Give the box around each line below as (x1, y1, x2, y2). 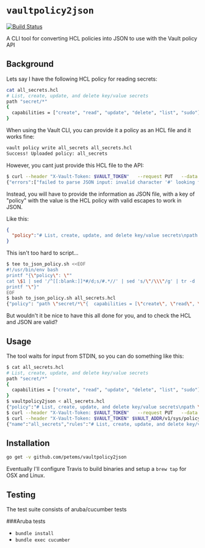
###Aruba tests (6, 517, 46, 525)
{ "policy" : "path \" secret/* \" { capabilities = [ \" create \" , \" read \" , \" (6, 301, 203, 307)
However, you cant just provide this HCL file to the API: (6, 161, 145, 169)
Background (6, 59, 54, 69)
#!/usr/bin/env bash (6, 267, 59, 273)
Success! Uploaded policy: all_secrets (6, 150, 108, 157)
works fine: (6, 133, 35, 140)
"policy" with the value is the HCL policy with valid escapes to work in (6, 196, 182, 204)
